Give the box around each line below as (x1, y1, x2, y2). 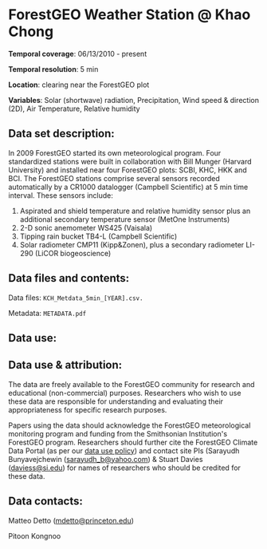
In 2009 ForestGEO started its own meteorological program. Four (8, 148, 222, 157)
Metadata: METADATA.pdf (8, 308, 87, 318)
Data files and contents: (8, 271, 130, 285)
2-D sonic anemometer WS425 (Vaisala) (19, 223, 153, 232)
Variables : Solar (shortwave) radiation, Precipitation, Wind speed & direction (8, 95, 259, 105)
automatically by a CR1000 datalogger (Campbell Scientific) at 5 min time (8, 182, 249, 192)
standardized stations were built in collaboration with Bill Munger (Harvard (8, 156, 253, 166)
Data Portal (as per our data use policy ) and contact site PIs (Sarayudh (8, 445, 240, 456)
